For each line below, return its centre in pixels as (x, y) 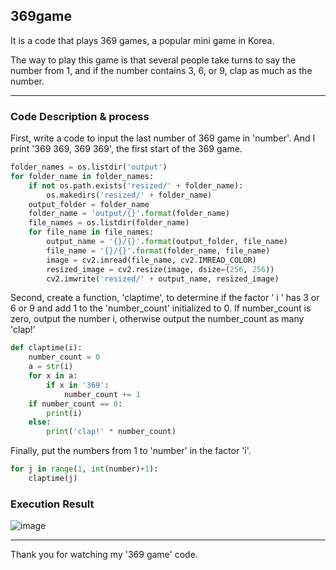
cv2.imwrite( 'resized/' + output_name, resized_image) (163, 279)
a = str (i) (51, 367)
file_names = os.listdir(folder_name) (109, 223)
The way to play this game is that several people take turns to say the (153, 60)
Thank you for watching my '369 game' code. (104, 555)
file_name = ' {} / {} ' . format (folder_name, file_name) (158, 250)
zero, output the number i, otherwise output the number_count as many (157, 319)
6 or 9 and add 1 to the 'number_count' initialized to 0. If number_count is (161, 308)
